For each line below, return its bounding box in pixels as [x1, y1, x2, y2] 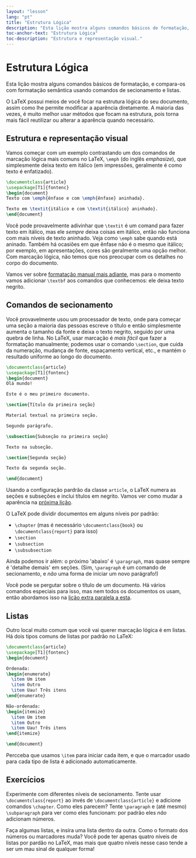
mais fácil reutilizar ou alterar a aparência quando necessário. [6, 117, 155, 124]
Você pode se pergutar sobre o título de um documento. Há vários [6, 582, 166, 589]
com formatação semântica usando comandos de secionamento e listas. [6, 86, 181, 94]
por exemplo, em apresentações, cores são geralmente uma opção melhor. [6, 247, 187, 254]
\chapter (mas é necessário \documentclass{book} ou [14, 522, 143, 529]
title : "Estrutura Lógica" [6, 19, 72, 25]
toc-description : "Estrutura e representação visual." [6, 36, 143, 42]
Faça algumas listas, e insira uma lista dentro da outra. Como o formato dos [6, 826, 188, 833]
